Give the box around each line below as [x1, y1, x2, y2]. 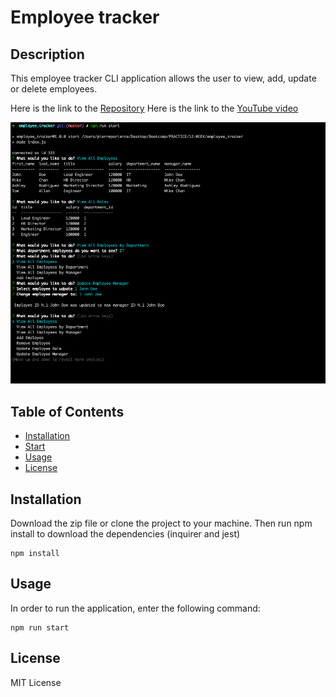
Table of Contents [10, 403, 125, 420]
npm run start [10, 622, 70, 633]
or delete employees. [10, 83, 98, 95]
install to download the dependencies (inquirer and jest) [10, 528, 241, 540]
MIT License [10, 676, 62, 688]
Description [10, 46, 85, 63]
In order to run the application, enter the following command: [10, 602, 261, 614]
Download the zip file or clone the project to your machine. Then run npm [10, 517, 313, 530]
